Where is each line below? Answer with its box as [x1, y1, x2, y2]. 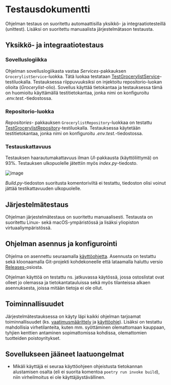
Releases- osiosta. [5, 264, 44, 270]
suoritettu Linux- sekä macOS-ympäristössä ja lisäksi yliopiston [5, 219, 139, 226]
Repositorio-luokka [5, 108, 55, 115]
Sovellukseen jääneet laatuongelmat [5, 350, 124, 359]
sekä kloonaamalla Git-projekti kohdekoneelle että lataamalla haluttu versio [5, 259, 163, 265]
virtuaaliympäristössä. [5, 225, 52, 231]
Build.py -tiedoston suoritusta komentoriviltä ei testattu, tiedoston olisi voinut [5, 180, 166, 186]
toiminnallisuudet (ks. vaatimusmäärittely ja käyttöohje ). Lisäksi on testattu [5, 318, 162, 325]
